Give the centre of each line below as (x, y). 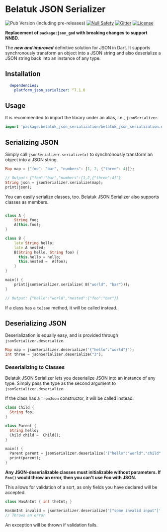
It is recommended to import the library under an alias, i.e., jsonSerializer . (82, 118)
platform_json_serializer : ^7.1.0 (50, 90)
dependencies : (24, 85)
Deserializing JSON (36, 323)
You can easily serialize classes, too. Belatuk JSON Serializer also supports (82, 197)
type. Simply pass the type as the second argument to (61, 383)
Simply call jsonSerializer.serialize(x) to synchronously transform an (79, 154)
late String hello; (34, 243)
